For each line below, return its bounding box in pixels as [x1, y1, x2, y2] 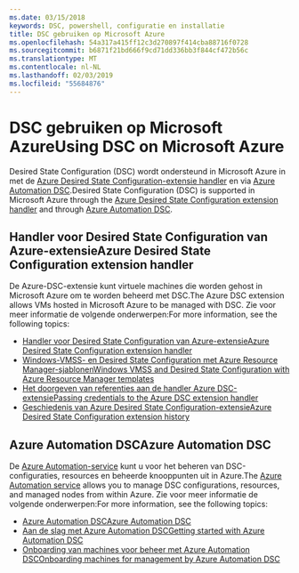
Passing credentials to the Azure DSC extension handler [53, 392, 259, 403]
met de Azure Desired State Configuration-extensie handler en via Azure [9, 175, 276, 186]
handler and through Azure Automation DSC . [9, 204, 174, 214]
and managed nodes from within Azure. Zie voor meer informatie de [9, 489, 258, 500]
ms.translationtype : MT [9, 54, 98, 63]
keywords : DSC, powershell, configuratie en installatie [9, 21, 225, 30]
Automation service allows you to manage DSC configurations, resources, [9, 480, 280, 490]
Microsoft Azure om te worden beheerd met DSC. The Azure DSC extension [9, 290, 285, 301]
